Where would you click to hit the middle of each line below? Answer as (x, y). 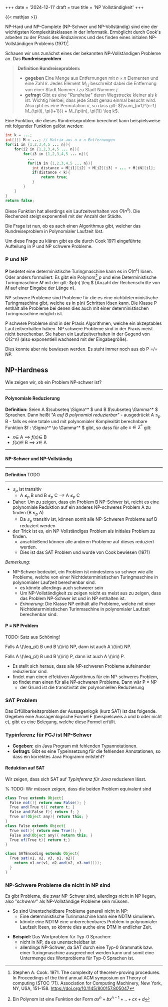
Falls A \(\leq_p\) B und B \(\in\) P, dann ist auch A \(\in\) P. (65, 656)
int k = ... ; (19, 135)
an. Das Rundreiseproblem (33, 58)
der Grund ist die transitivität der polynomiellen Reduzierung (82, 687)
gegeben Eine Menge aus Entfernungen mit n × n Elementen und (91, 78)
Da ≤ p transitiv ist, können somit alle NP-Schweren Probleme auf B (88, 520)
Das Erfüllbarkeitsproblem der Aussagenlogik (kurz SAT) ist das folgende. (81, 711)
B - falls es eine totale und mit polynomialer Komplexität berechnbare (76, 421)
